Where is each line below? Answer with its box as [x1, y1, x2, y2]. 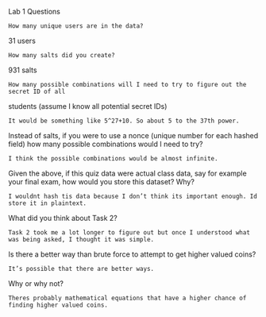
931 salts [8, 65, 37, 75]
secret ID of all [8, 87, 66, 95]
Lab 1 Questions [8, 7, 61, 16]
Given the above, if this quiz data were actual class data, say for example [8, 168, 248, 178]
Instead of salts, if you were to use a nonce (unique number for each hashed [8, 131, 259, 140]
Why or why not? [8, 279, 64, 288]
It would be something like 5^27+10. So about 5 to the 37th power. [8, 117, 240, 125]
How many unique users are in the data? [8, 22, 145, 30]
